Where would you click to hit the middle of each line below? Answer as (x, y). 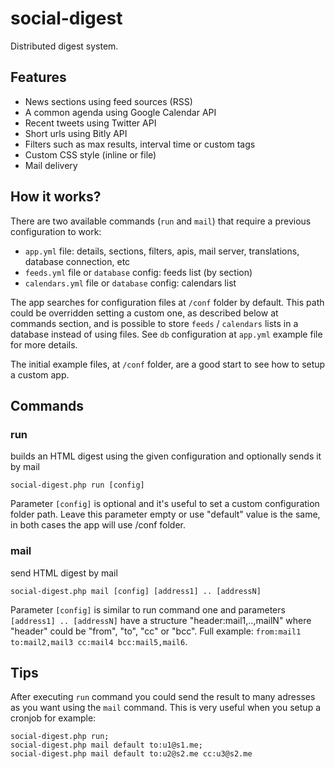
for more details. (44, 344)
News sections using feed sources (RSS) (108, 101)
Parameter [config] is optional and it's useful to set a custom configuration (165, 504)
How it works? (56, 197)
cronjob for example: (53, 718)
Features (38, 77)
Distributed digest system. (64, 46)
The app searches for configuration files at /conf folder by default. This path (167, 302)
